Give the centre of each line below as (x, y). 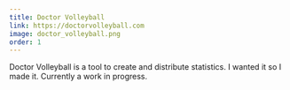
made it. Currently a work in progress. (78, 77)
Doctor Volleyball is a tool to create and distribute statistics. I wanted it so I (145, 67)
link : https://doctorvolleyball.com (77, 26)
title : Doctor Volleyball (57, 17)
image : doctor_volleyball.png (65, 34)
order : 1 (25, 42)
